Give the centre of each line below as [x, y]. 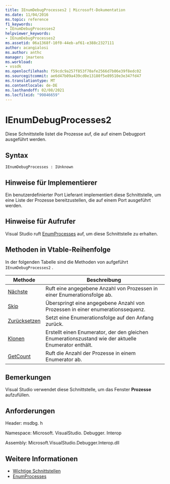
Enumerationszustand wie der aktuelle [91, 338]
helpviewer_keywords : [28, 33]
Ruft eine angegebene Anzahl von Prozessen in [101, 288]
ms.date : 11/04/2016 [27, 15]
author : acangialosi [27, 48]
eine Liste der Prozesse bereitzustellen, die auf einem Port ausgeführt [78, 200]
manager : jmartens [25, 57]
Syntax [17, 155]
